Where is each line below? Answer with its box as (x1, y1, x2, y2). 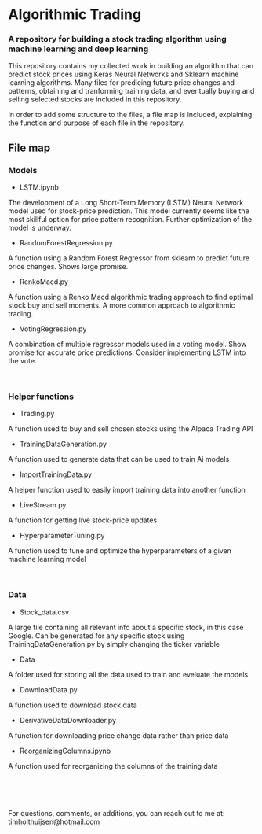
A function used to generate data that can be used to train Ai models (8, 455, 230, 464)
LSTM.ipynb (19, 183, 59, 192)
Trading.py (19, 409, 55, 419)
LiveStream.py (19, 500, 67, 510)
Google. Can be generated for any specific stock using (8, 631, 185, 640)
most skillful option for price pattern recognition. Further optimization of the (8, 215, 253, 224)
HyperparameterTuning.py (19, 531, 105, 541)
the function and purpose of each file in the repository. (8, 118, 185, 127)
